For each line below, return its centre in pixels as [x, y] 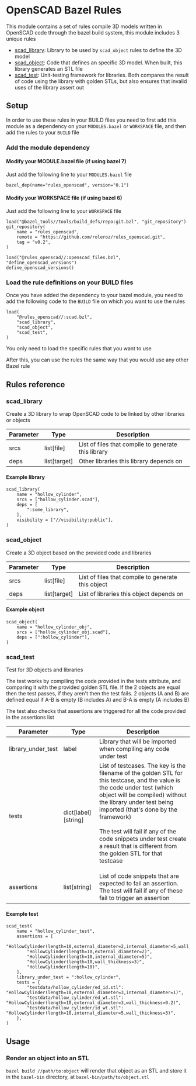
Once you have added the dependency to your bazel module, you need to [94, 295]
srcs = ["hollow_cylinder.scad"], [58, 500]
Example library [26, 477]
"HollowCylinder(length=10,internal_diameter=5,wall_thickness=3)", [91, 1013]
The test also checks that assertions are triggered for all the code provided [96, 711]
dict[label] [77, 812]
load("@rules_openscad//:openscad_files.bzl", [64, 258]
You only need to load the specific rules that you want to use [79, 349]
